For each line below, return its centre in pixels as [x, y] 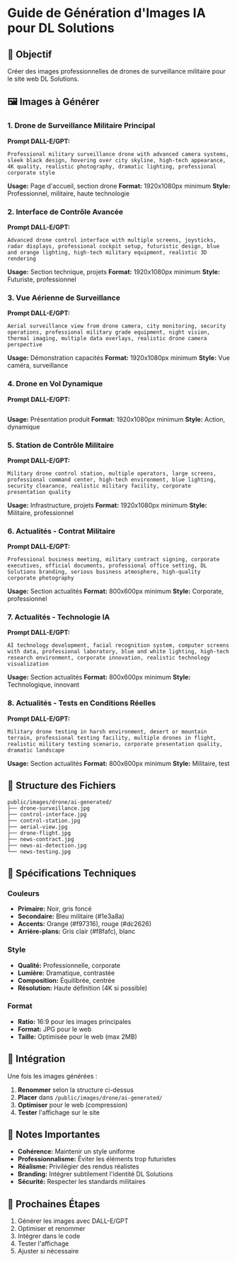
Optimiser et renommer [51, 1229]
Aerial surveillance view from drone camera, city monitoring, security [117, 326]
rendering [22, 259]
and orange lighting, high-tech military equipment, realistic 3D [107, 252]
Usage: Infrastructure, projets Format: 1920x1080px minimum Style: [107, 505]
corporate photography [41, 578]
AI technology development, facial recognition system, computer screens [118, 646]
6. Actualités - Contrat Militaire [61, 531]
